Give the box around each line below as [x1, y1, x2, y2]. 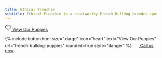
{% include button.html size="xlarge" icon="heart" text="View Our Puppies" [5, 35, 157, 41]
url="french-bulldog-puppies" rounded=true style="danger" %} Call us [5, 43, 154, 48]
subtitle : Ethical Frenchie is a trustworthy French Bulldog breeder [5, 12, 148, 16]
